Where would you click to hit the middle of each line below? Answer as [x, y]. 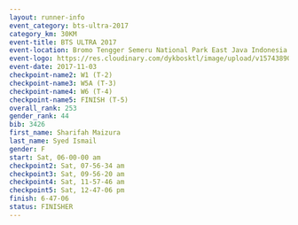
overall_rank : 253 [43, 108]
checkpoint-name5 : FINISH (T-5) [69, 100]
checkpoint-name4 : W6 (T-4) [61, 91]
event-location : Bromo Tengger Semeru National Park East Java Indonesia [149, 50]
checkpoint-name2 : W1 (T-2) [61, 75]
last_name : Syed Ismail [53, 141]
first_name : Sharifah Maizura [65, 133]
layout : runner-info [47, 17]
